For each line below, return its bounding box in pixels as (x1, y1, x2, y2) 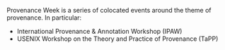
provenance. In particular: (6, 13, 82, 22)
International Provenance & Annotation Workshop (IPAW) (16, 27, 183, 35)
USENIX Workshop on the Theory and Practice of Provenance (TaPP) (16, 35, 219, 43)
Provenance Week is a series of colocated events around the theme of (6, 6, 212, 14)
